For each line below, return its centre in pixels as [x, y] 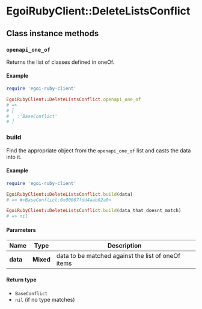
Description [124, 246]
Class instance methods [53, 33]
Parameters [21, 229]
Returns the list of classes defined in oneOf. [60, 62]
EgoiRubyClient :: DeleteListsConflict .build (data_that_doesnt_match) [94, 211]
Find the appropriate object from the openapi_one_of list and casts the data [99, 150]
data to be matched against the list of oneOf [118, 256]
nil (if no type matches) [45, 299]
